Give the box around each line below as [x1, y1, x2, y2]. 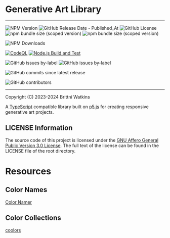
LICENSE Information [5, 124, 73, 132]
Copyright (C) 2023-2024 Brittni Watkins [5, 93, 90, 100]
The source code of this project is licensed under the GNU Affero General [5, 137, 158, 143]
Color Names [5, 185, 48, 194]
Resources [5, 165, 52, 177]
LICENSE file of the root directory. [5, 148, 76, 154]
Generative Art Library [5, 4, 102, 15]
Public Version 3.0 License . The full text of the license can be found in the [5, 142, 159, 149]
